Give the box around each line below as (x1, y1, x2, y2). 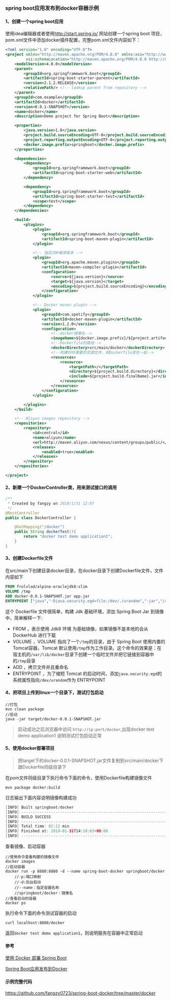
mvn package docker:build (5, 785, 60, 790)
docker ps (5, 901, 26, 906)
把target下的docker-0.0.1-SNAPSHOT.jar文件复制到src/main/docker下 (17, 757, 164, 764)
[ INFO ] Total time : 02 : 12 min (5, 824, 70, 829)
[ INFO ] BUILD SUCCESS (5, 814, 51, 819)
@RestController (5, 510, 40, 515)
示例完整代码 (5, 978, 32, 985)
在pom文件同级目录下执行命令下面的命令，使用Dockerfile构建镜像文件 (5, 774, 152, 781)
